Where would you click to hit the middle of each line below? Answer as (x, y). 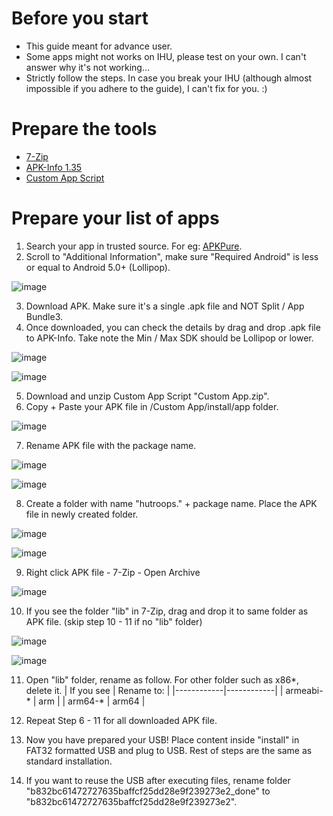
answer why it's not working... (88, 67)
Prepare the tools (84, 129)
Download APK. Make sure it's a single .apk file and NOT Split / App (165, 306)
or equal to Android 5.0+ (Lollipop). (98, 267)
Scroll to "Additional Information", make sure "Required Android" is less (172, 256)
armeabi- (304, 690)
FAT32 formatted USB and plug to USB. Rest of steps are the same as (169, 750)
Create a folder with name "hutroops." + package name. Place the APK (171, 503)
